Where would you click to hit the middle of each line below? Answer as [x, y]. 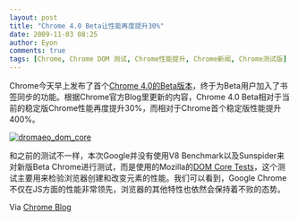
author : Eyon [34, 42]
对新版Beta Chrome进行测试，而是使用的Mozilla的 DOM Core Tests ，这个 [144, 167]
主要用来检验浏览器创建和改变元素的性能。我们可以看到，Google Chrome [152, 178]
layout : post [34, 17]
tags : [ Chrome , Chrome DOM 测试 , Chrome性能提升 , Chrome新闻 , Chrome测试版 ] [149, 59]
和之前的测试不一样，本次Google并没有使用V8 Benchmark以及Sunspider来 [147, 156]
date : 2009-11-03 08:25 [54, 34]
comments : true [38, 51]
